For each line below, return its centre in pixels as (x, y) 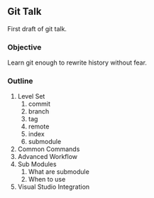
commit (39, 104)
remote (39, 126)
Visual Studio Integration (54, 187)
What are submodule (59, 172)
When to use (47, 180)
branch (39, 111)
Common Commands (49, 149)
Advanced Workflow (48, 157)
